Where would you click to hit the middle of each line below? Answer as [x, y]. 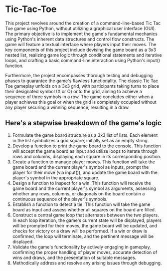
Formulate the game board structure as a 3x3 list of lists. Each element [85, 135]
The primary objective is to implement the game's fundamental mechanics [82, 34]
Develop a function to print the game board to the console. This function [86, 146]
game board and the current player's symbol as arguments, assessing [84, 188]
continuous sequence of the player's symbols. [60, 199]
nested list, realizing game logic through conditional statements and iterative [83, 55]
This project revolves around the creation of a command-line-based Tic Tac [83, 23]
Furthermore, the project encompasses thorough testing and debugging [79, 75]
